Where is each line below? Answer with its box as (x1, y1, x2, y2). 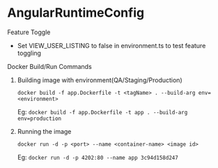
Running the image (17, 127, 72, 135)
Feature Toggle (7, 28, 51, 36)
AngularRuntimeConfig (7, 5, 145, 21)
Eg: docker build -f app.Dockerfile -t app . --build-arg (17, 107, 188, 116)
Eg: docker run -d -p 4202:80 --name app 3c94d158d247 (17, 153, 179, 161)
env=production (17, 115, 62, 122)
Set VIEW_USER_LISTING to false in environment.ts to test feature (17, 41, 206, 49)
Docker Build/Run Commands (7, 62, 92, 70)
